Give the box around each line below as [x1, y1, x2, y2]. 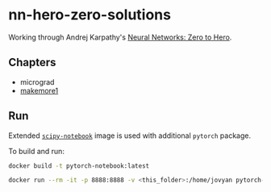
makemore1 [19, 86, 59, 95]
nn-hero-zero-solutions [8, 6, 172, 24]
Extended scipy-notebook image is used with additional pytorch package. [8, 131, 252, 140]
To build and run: [8, 146, 65, 156]
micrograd [19, 77, 55, 86]
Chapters [8, 56, 56, 69]
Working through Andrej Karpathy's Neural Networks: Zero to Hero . [8, 32, 232, 42]
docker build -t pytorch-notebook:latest [8, 161, 150, 170]
